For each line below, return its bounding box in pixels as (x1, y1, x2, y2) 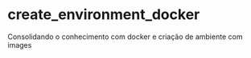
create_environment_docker (7, 6, 200, 24)
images (7, 40, 32, 49)
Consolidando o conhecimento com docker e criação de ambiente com (7, 32, 243, 41)
